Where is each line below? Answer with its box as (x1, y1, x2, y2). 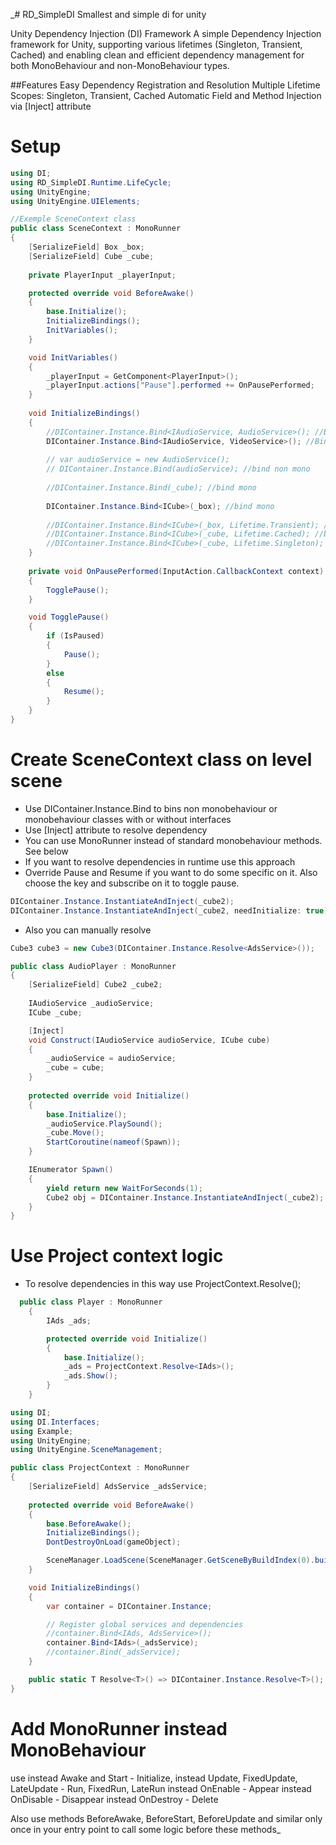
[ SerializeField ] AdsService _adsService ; (28, 1482, 208, 1492)
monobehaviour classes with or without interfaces (24, 813, 232, 825)
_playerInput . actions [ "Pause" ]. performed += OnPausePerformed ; (46, 380, 315, 391)
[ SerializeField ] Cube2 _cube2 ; (28, 980, 163, 990)
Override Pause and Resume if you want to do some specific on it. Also (24, 866, 318, 878)
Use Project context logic (10, 1245, 224, 1268)
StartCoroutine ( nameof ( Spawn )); (46, 1137, 182, 1148)
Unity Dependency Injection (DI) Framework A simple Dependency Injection (10, 28, 322, 39)
